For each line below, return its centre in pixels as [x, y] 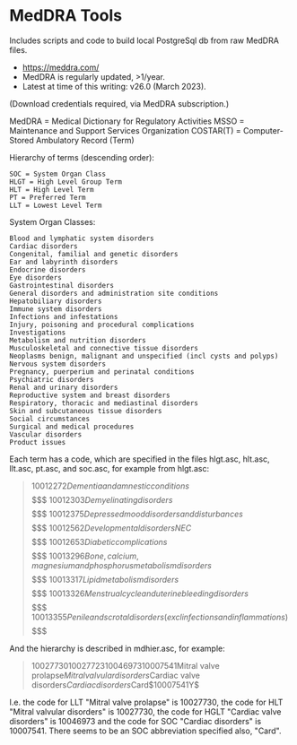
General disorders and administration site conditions [114, 293]
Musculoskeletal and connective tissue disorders [104, 348]
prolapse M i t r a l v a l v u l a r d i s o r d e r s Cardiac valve [115, 675]
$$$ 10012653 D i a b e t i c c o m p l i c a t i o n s [99, 541]
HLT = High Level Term [52, 189]
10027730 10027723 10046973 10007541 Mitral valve [125, 665]
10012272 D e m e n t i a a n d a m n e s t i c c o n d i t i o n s [110, 486]
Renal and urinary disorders [64, 387]
